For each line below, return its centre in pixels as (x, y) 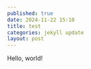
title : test (24, 26)
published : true (30, 13)
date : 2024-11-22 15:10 (41, 20)
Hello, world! (25, 58)
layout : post (26, 39)
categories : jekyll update (45, 32)
